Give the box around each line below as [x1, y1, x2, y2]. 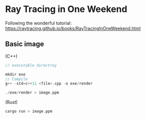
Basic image [5, 40, 44, 48]
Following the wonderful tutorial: [5, 20, 72, 26]
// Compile [5, 76, 28, 81]
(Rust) [5, 99, 18, 105]
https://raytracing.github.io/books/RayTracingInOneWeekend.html [5, 25, 141, 31]
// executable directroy [5, 62, 57, 68]
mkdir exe [5, 71, 26, 77]
